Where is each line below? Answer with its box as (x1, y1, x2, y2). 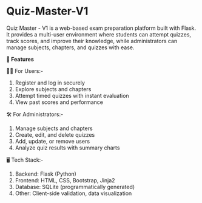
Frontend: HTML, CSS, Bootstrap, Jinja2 (15, 176, 115, 184)
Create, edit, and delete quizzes (15, 131, 95, 138)
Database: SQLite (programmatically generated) (15, 183, 135, 190)
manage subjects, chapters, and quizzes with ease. (6, 44, 135, 51)
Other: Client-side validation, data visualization (15, 190, 132, 197)
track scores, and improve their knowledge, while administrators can (6, 37, 178, 44)
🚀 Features (6, 55, 35, 63)
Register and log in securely (15, 79, 85, 86)
